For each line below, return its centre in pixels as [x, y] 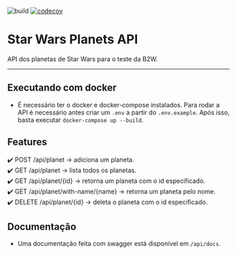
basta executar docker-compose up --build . [80, 119]
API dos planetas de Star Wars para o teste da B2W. [83, 59]
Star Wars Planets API [73, 40]
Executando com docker [62, 88]
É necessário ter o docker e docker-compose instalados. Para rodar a [119, 105]
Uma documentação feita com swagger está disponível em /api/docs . [119, 244]
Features [27, 142]
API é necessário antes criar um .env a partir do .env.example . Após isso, [123, 112]
